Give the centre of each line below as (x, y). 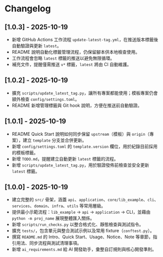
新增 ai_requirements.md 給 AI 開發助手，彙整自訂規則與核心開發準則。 (84, 250)
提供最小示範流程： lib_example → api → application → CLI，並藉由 (81, 212)
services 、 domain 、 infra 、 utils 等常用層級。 (59, 206)
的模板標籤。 (25, 153)
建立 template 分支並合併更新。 (54, 140)
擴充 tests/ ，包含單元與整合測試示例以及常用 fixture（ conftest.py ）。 (83, 231)
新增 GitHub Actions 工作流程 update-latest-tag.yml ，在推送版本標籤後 (85, 40)
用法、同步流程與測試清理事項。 (49, 243)
